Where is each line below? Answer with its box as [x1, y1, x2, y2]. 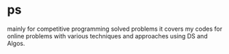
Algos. [7, 39, 25, 47]
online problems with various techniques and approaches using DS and [7, 31, 208, 40]
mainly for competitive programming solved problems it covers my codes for [7, 25, 223, 33]
